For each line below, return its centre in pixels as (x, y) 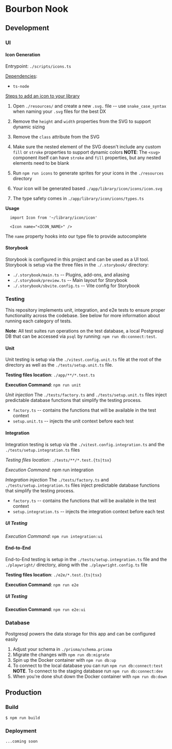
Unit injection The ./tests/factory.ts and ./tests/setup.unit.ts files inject (86, 395)
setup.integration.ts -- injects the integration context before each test (89, 511)
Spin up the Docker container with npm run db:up (64, 660)
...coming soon (22, 742)
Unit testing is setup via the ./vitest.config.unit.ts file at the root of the (83, 359)
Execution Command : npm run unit (43, 385)
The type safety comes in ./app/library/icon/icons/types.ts (78, 198)
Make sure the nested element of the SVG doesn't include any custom (87, 146)
